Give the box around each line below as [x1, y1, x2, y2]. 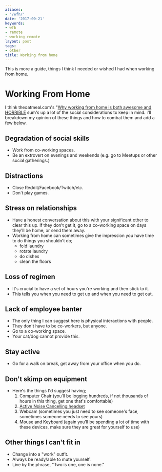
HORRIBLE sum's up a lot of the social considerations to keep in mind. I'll [5, 109, 151, 115]
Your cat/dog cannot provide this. [12, 333, 80, 340]
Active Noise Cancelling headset [19, 404, 85, 409]
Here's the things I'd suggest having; [12, 388, 86, 393]
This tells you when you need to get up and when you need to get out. [12, 291, 153, 297]
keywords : [5, 21, 25, 26]
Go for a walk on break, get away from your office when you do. [12, 361, 141, 366]
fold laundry [19, 243, 44, 249]
